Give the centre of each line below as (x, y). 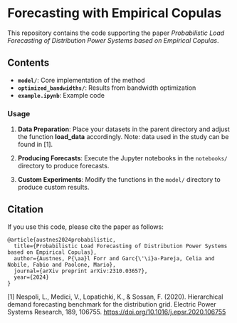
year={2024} (32, 277)
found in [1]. (35, 145)
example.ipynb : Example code (61, 95)
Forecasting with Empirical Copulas (115, 13)
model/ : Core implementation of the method (81, 80)
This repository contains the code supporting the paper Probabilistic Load (116, 33)
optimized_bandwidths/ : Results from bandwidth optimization (107, 88)
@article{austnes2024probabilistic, (62, 240)
